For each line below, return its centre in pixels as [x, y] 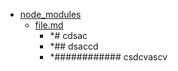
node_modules [50, 14]
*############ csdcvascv [108, 57]
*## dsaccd [74, 46]
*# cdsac [68, 35]
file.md [49, 25]
